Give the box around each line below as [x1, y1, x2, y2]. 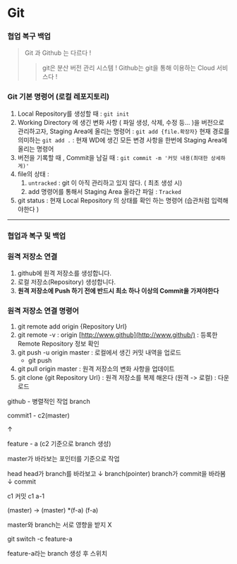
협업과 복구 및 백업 [7, 231, 66, 240]
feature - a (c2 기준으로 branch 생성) [7, 439, 111, 448]
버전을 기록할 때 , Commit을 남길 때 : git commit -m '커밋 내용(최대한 [17, 153, 208, 161]
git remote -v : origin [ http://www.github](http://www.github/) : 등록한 [17, 331, 218, 339]
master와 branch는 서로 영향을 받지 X [7, 520, 112, 529]
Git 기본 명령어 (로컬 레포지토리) [7, 92, 110, 102]
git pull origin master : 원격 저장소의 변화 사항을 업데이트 [17, 364, 175, 373]
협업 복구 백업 [7, 32, 51, 42]
